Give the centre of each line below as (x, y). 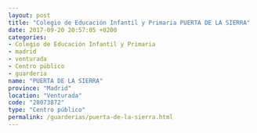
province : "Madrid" (40, 88)
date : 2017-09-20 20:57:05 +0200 (63, 30)
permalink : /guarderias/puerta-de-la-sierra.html (91, 117)
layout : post (29, 15)
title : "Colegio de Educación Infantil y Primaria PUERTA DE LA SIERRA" (129, 23)
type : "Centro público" (47, 110)
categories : (27, 37)
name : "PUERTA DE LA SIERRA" (56, 81)
